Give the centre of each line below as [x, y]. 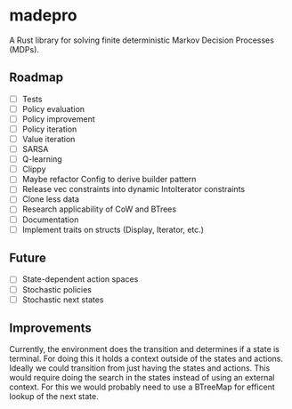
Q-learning [42, 159]
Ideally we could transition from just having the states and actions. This [140, 368]
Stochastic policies [57, 289]
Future [28, 258]
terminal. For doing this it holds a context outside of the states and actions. [146, 359]
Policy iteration [49, 129]
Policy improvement [58, 119]
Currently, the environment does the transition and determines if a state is [145, 349]
